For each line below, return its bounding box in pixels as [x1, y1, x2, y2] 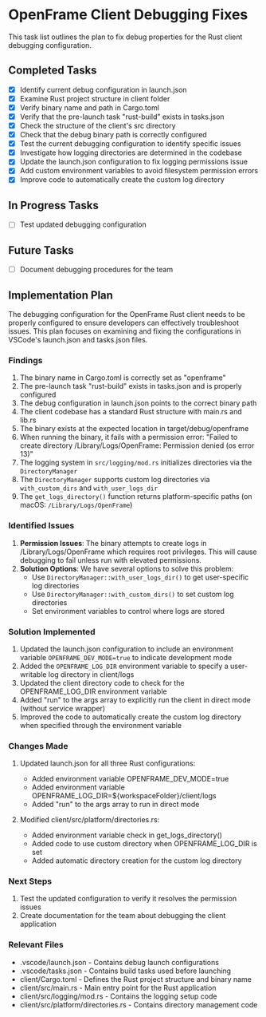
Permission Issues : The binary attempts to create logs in [19, 538, 207, 548]
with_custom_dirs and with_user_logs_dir [19, 483, 158, 493]
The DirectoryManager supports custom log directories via [19, 475, 210, 485]
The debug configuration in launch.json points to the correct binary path [19, 398, 257, 408]
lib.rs [19, 415, 37, 425]
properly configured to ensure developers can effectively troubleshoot [8, 318, 240, 327]
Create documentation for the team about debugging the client [19, 911, 226, 920]
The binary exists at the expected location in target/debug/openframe [19, 424, 249, 433]
